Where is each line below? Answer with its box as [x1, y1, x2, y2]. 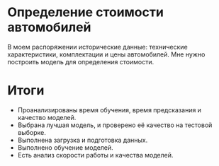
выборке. [17, 128, 46, 136]
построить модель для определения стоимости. [7, 57, 155, 66]
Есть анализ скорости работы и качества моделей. [17, 150, 174, 159]
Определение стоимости [7, 4, 164, 20]
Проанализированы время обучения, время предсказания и [17, 105, 202, 114]
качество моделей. [17, 113, 77, 121]
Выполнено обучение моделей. [17, 143, 113, 152]
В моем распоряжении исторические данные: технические [7, 42, 188, 51]
